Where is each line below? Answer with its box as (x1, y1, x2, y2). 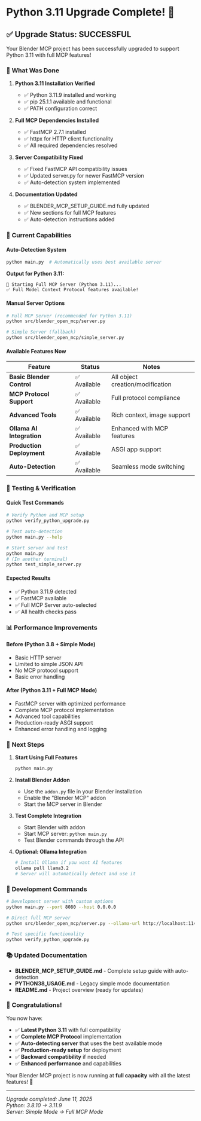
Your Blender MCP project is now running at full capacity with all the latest (6, 1071, 190, 1079)
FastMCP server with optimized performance (14, 700, 126, 707)
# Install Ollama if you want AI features (14, 860, 123, 866)
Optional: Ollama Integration (14, 848, 87, 856)
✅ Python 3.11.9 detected (14, 588, 77, 595)
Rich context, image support (111, 411, 191, 419)
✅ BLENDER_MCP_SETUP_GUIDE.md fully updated (23, 203, 150, 210)
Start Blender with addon (23, 824, 86, 831)
